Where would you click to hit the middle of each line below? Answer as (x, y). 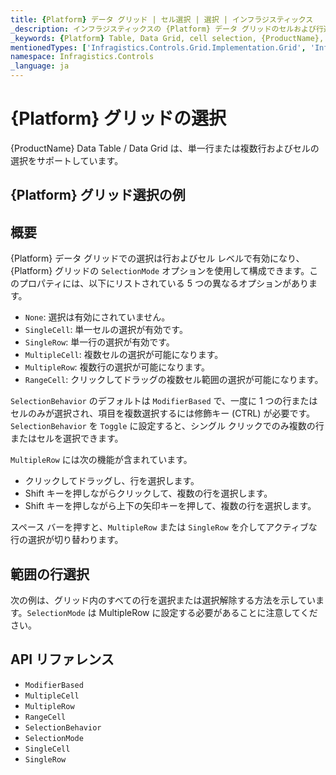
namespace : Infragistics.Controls (82, 57)
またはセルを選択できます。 (67, 438)
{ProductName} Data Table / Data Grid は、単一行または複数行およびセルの (165, 148)
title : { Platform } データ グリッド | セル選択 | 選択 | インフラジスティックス (162, 19)
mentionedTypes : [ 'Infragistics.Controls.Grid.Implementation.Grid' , (158, 47)
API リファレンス (62, 659)
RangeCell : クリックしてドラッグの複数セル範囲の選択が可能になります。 (174, 380)
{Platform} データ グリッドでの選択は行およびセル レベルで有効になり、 (157, 258)
